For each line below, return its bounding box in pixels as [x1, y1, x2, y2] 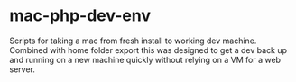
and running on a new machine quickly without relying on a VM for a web [9, 54, 282, 65]
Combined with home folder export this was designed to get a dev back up [9, 44, 287, 55]
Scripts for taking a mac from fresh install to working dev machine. [9, 35, 257, 46]
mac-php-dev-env [9, 5, 152, 26]
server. [9, 64, 36, 75]
